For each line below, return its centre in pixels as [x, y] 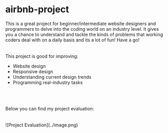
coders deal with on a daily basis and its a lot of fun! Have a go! [72, 40]
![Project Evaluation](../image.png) [42, 125]
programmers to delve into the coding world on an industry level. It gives [82, 29]
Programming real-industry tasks [48, 82]
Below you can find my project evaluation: [50, 108]
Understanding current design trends [52, 77]
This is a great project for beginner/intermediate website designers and [81, 24]
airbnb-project [37, 9]
